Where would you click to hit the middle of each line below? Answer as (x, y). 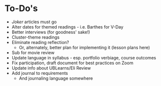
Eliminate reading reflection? (40, 42)
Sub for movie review (33, 52)
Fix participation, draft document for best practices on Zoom (72, 63)
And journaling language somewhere (56, 78)
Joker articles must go (34, 22)
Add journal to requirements (40, 73)
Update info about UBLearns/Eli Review (51, 68)
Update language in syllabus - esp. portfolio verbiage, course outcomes (84, 57)
